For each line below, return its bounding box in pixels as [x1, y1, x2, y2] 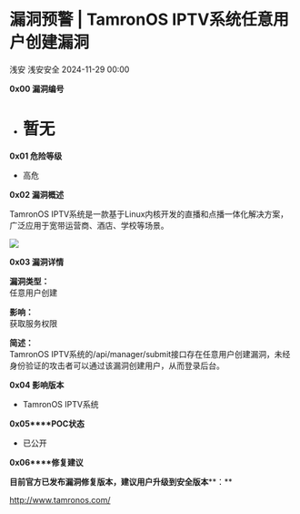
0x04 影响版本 [9, 379, 65, 390]
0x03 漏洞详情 [9, 256, 65, 267]
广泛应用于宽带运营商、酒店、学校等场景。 [9, 220, 169, 231]
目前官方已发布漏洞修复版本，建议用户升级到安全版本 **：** [9, 476, 234, 487]
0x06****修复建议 [9, 457, 84, 468]
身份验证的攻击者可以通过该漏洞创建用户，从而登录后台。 [9, 360, 225, 371]
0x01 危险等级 [9, 150, 63, 161]
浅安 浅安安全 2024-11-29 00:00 [9, 64, 130, 75]
